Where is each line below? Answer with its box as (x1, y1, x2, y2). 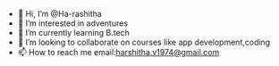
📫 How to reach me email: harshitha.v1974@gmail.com (17, 47, 220, 57)
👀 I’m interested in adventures (17, 18, 128, 29)
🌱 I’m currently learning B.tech (17, 28, 130, 37)
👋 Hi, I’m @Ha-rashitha (17, 9, 103, 19)
